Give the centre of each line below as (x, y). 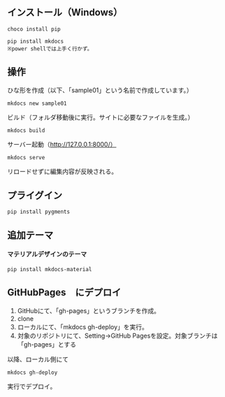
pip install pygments (39, 212)
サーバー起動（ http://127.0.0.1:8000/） (62, 144)
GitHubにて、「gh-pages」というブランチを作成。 (89, 310)
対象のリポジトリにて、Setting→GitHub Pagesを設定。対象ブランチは (117, 335)
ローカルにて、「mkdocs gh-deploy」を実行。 (83, 326)
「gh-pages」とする (47, 344)
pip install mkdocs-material (50, 270)
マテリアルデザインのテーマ (47, 254)
